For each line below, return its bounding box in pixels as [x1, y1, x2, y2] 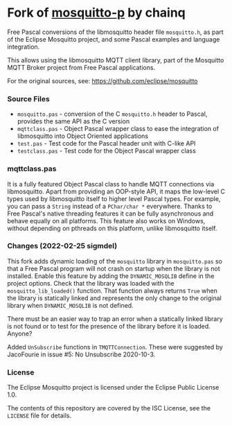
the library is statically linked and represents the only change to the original [7, 293, 222, 302]
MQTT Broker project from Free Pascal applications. [7, 63, 156, 71]
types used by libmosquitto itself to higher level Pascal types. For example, [7, 194, 221, 202]
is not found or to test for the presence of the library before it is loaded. [7, 322, 211, 330]
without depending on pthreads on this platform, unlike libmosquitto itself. [7, 224, 217, 232]
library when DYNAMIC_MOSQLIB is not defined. [7, 301, 134, 309]
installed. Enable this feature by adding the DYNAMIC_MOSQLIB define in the [7, 272, 215, 280]
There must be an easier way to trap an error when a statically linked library [7, 314, 223, 323]
